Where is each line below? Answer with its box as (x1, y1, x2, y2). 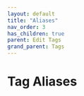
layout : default (7, 10, 55, 18)
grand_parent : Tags (7, 43, 65, 50)
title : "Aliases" (7, 17, 59, 24)
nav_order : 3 (7, 23, 46, 30)
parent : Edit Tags (7, 37, 61, 44)
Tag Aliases (7, 73, 78, 90)
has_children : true (7, 30, 65, 37)
